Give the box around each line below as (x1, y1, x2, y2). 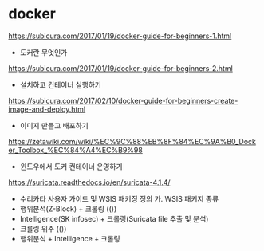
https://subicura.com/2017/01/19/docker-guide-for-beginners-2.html (8, 63, 233, 73)
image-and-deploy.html (8, 104, 86, 114)
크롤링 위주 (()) (19, 224, 67, 233)
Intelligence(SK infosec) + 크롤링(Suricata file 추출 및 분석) (19, 214, 209, 223)
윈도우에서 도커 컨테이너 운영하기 (19, 161, 123, 171)
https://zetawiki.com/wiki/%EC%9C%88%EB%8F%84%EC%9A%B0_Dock (8, 136, 257, 146)
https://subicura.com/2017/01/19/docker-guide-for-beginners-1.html (8, 31, 232, 41)
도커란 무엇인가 (19, 47, 68, 57)
